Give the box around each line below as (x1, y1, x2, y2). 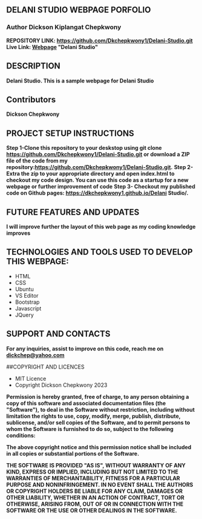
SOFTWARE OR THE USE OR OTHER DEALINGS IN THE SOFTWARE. (6, 506, 177, 514)
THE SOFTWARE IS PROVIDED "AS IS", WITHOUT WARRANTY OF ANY (6, 461, 186, 469)
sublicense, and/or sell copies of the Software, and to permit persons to (6, 418, 191, 426)
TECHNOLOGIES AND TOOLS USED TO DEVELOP (6, 247, 193, 257)
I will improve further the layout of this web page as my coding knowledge (6, 223, 196, 230)
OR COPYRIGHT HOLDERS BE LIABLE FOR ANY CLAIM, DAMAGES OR (6, 487, 183, 495)
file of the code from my (6, 157, 68, 164)
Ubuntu (15, 285, 34, 293)
